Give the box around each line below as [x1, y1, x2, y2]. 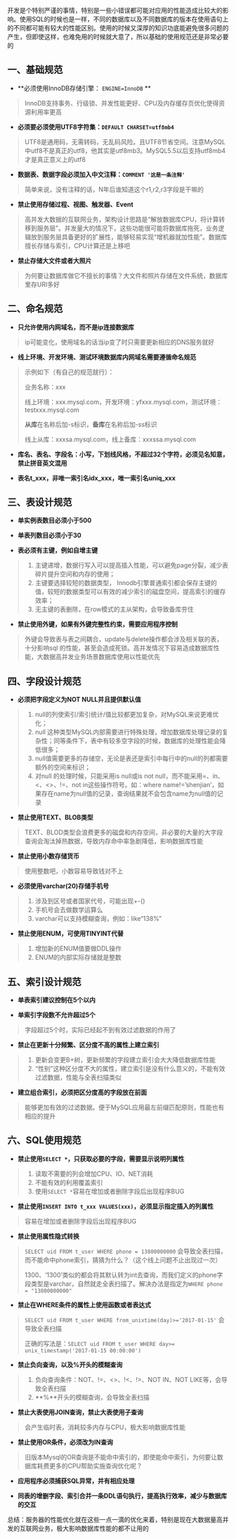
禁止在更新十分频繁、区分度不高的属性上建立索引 [17, 1041, 159, 1049]
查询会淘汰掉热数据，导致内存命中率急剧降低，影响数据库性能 [24, 837, 204, 846]
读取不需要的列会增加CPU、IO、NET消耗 [34, 1169, 153, 1178]
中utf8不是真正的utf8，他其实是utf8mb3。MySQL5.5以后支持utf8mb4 [24, 146, 226, 155]
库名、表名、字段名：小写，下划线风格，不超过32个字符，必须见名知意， [17, 450, 229, 458]
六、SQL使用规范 [7, 1134, 81, 1146]
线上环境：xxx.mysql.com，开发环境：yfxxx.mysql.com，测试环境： [24, 397, 223, 406]
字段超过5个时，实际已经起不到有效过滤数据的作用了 [24, 1026, 177, 1034]
